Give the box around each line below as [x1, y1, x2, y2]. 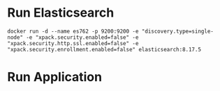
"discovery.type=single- [141, 28, 214, 35]
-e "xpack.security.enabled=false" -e [25, 33, 139, 41]
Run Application [7, 69, 103, 85]
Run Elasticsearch [7, 5, 115, 21]
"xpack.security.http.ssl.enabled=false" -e [7, 40, 139, 47]
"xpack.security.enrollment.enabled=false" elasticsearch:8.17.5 [7, 46, 201, 53]
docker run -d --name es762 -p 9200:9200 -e [7, 28, 139, 35]
